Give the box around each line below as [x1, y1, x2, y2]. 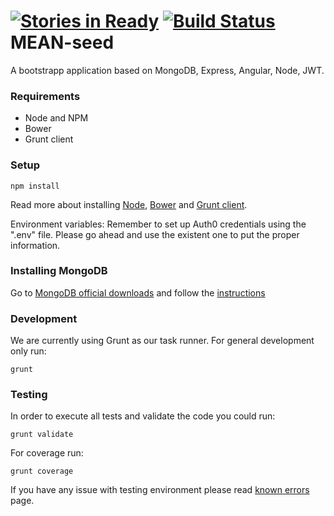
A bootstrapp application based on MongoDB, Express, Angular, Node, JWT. [10, 64, 325, 76]
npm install [10, 181, 60, 191]
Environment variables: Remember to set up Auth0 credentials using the [10, 218, 307, 230]
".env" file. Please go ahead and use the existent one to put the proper [10, 228, 300, 240]
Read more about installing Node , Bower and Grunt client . [10, 198, 248, 210]
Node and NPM [24, 112, 89, 124]
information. [10, 239, 61, 251]
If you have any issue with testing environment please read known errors [10, 484, 310, 496]
